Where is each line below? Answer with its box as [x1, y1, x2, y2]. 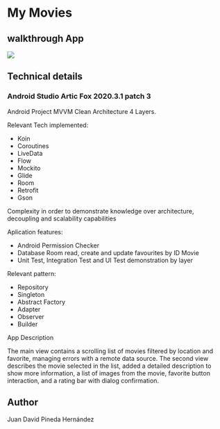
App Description [7, 333, 54, 341]
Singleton [17, 290, 45, 298]
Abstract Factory [17, 298, 66, 306]
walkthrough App [7, 33, 85, 44]
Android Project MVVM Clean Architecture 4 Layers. [7, 107, 156, 115]
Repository [17, 283, 49, 291]
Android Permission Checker [17, 241, 100, 250]
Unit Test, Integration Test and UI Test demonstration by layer [17, 256, 193, 264]
